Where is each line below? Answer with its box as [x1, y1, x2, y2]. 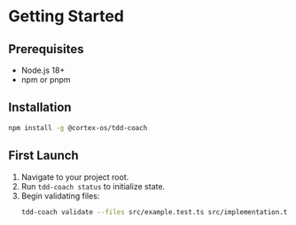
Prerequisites [8, 42, 84, 57]
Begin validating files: [20, 190, 100, 201]
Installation [8, 100, 72, 115]
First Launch [8, 148, 79, 163]
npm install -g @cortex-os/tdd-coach [8, 123, 148, 132]
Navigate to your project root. [20, 171, 129, 182]
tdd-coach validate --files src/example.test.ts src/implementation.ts [20, 207, 292, 216]
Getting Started [8, 6, 125, 27]
